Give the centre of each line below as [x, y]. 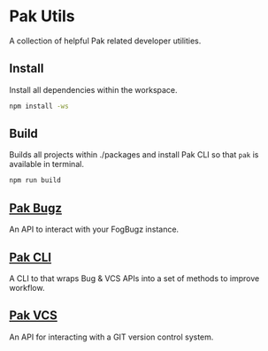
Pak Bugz [35, 208]
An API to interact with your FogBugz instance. [94, 229]
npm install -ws [39, 106]
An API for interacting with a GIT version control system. [111, 337]
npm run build [35, 180]
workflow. [27, 287]
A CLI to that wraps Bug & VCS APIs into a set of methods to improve [134, 278]
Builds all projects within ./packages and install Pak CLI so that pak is [134, 155]
